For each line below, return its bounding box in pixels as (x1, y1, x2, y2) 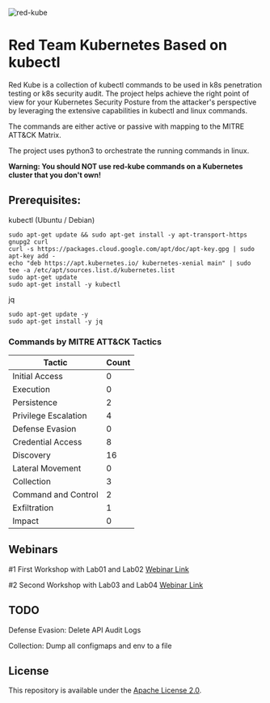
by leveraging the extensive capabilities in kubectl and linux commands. (8, 105, 248, 115)
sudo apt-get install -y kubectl (8, 280, 121, 288)
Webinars (8, 543, 58, 556)
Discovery (12, 449, 51, 461)
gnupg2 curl (8, 237, 49, 246)
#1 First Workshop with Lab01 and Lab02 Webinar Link (8, 564, 190, 574)
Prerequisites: (8, 194, 81, 207)
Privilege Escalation (12, 410, 87, 421)
